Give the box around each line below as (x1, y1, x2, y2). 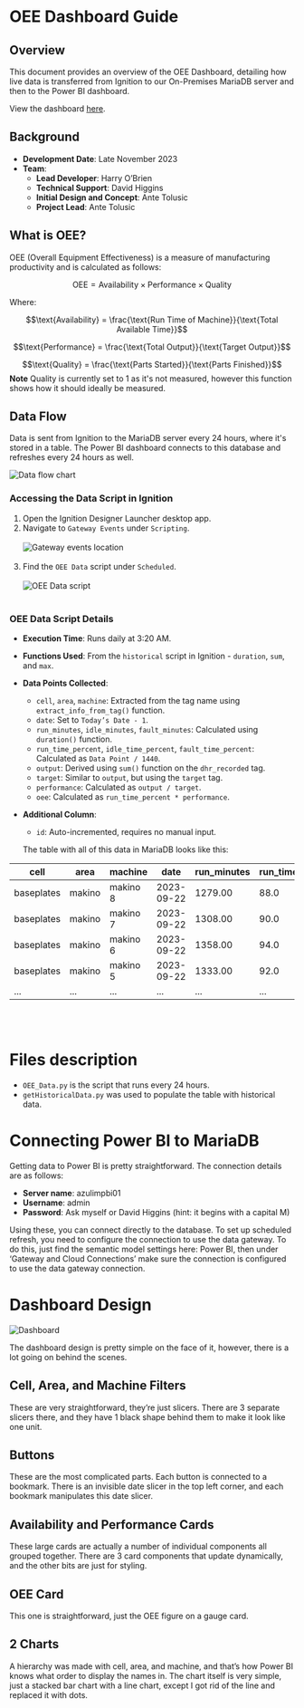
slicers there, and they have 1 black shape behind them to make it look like (9, 1411, 287, 1423)
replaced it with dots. (9, 1689, 89, 1700)
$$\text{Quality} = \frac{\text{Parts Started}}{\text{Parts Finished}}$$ (22, 359, 282, 369)
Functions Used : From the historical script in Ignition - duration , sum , (22, 650, 285, 662)
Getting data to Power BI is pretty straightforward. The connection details (9, 1160, 282, 1171)
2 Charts (9, 1636, 60, 1652)
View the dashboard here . (9, 103, 106, 114)
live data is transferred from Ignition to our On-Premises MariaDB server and (9, 76, 294, 87)
